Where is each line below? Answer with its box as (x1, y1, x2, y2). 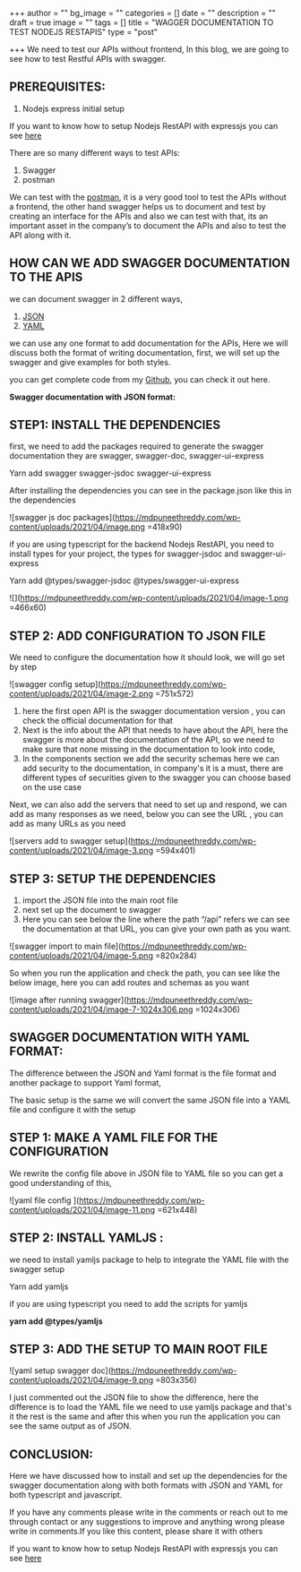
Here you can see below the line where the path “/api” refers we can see (21, 914, 290, 925)
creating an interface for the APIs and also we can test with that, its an (9, 210, 269, 221)
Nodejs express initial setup (21, 103, 125, 114)
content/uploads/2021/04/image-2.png (9, 689, 154, 700)
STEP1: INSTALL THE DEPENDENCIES (9, 417, 221, 433)
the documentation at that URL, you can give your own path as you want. (21, 923, 292, 934)
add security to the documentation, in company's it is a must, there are (21, 763, 284, 774)
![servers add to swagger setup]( (9, 836, 132, 846)
